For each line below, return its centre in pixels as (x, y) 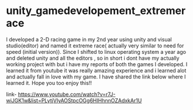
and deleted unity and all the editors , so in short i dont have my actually (93, 58)
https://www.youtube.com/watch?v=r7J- (67, 94)
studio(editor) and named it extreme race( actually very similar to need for (95, 46)
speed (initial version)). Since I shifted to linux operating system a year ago (96, 51)
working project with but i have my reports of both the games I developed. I (97, 64)
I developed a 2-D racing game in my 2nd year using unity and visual (89, 39)
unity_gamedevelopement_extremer (96, 11)
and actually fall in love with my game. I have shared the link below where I (96, 77)
